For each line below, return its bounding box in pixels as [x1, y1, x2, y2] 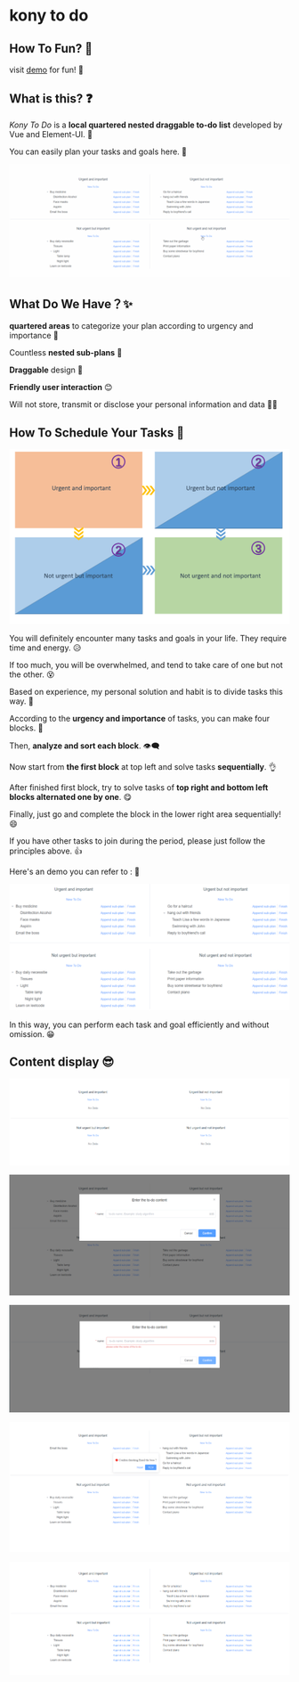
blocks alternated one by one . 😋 [9, 791, 132, 802]
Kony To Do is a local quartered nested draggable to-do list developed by [9, 119, 283, 130]
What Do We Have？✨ [9, 296, 133, 312]
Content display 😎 [9, 1055, 115, 1070]
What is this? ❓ [9, 91, 93, 107]
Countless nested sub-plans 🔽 [9, 347, 123, 358]
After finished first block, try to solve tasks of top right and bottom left [9, 781, 269, 793]
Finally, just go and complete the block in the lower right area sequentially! [9, 808, 282, 820]
